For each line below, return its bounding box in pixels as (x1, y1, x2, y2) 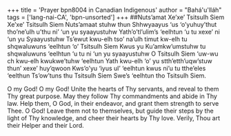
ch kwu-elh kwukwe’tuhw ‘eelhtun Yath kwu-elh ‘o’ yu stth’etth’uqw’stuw (7, 57, 212, 65)
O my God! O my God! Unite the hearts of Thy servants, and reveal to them (7, 85, 219, 93)
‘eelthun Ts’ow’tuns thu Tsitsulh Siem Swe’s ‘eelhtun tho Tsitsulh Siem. (7, 71, 207, 80)
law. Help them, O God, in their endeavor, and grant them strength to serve (7, 100, 219, 107)
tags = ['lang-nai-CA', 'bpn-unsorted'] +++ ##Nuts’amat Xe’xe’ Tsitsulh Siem (7, 13, 225, 21)
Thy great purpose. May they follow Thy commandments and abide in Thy (7, 92, 217, 100)
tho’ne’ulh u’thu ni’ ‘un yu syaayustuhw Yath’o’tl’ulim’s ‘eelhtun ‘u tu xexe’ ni (7, 27, 221, 36)
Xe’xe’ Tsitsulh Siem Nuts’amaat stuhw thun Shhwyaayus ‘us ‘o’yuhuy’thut (7, 21, 217, 28)
